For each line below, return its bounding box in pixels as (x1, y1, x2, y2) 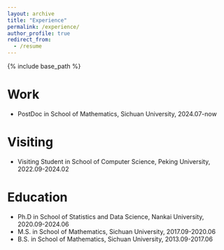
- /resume (13, 43, 42, 50)
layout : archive (7, 10, 55, 18)
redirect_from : (7, 36, 52, 43)
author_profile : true (7, 29, 71, 37)
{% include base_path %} (7, 62, 81, 70)
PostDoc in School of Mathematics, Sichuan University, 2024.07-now (17, 109, 217, 118)
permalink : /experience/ (7, 23, 80, 30)
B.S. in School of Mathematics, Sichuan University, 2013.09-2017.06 (17, 235, 213, 243)
